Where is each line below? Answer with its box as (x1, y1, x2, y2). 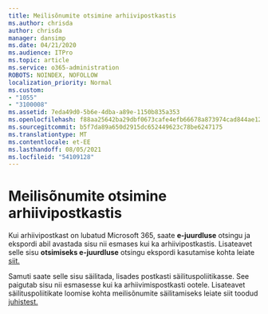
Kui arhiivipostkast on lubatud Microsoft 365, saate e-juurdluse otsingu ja (8, 231, 251, 240)
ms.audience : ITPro (8, 49, 73, 57)
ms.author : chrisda (8, 19, 73, 27)
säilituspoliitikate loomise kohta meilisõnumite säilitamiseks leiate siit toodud (8, 288, 258, 298)
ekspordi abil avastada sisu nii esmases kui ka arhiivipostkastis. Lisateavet (8, 239, 253, 248)
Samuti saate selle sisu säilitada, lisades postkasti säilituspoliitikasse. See (8, 272, 250, 281)
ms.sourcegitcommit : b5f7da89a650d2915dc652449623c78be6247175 (8, 123, 223, 131)
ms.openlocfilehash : (8, 116, 77, 124)
